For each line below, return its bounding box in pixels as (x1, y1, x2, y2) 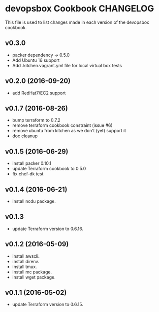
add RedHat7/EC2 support (12, 90, 66, 96)
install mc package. (12, 269, 52, 274)
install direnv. (12, 258, 39, 264)
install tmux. (12, 264, 37, 270)
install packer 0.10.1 (12, 160, 52, 166)
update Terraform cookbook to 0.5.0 (12, 166, 86, 172)
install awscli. (12, 253, 40, 259)
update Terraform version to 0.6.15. (12, 302, 84, 308)
